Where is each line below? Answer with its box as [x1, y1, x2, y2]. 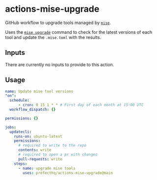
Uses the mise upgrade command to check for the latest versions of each [5, 29, 153, 35]
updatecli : [9, 129, 32, 134]
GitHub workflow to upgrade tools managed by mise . [5, 20, 111, 26]
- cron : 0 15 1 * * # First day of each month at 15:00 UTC [18, 103, 144, 107]
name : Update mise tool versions [5, 89, 74, 94]
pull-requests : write [18, 156, 63, 161]
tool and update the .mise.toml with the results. [5, 34, 102, 40]
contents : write [18, 148, 52, 153]
